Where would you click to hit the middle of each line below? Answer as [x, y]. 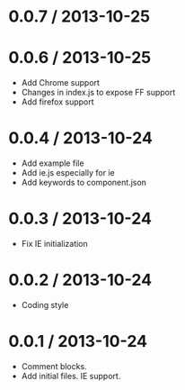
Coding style [45, 304]
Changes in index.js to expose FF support [98, 93]
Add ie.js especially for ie [68, 173]
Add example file [53, 163]
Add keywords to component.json [84, 183]
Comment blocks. [54, 366]
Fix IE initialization [55, 244]
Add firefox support [58, 102]
